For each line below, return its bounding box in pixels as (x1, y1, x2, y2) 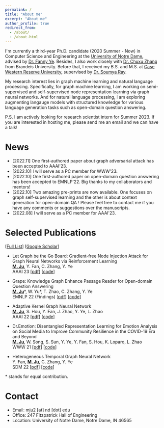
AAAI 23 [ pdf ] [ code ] (12, 268, 55, 274)
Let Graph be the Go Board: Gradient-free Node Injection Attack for (12, 253, 148, 259)
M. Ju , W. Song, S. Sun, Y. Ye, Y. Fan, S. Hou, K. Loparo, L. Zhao (12, 339, 142, 345)
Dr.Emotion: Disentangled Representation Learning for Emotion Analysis (12, 323, 158, 329)
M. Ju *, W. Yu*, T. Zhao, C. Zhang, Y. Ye (12, 288, 93, 294)
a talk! (5, 124, 18, 130)
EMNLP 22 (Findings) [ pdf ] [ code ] (12, 294, 82, 299)
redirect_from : (5, 26, 36, 30)
